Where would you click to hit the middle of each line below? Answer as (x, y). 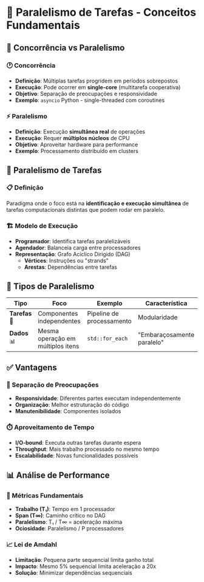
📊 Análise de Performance (58, 475)
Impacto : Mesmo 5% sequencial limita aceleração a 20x (86, 566)
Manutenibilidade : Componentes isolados (68, 411)
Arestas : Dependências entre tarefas (70, 267)
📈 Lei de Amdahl (32, 544)
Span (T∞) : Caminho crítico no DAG (60, 515)
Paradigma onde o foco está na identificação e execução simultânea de (98, 203)
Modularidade (158, 317)
